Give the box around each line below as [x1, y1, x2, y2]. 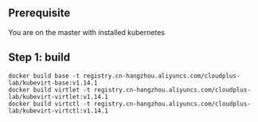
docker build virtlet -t [8, 85, 91, 94]
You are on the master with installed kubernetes [8, 27, 166, 37]
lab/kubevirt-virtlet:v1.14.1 [8, 92, 109, 100]
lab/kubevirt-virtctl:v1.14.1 [8, 107, 109, 115]
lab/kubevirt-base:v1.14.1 [8, 79, 98, 87]
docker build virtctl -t [8, 100, 91, 108]
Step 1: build [8, 51, 70, 65]
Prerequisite [8, 6, 71, 20]
